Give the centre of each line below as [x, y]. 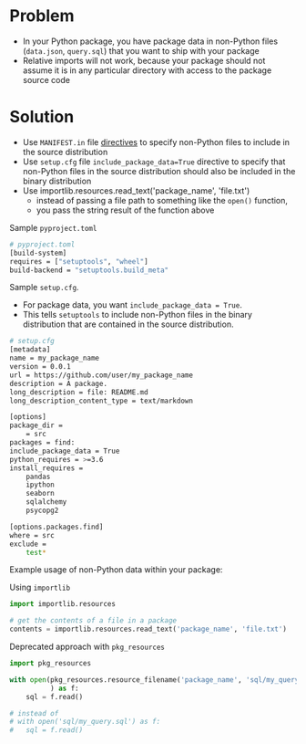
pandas [38, 477]
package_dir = [36, 425]
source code [46, 79]
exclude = [28, 544]
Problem [42, 16]
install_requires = [46, 468]
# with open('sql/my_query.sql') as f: [85, 722]
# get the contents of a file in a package [93, 621]
